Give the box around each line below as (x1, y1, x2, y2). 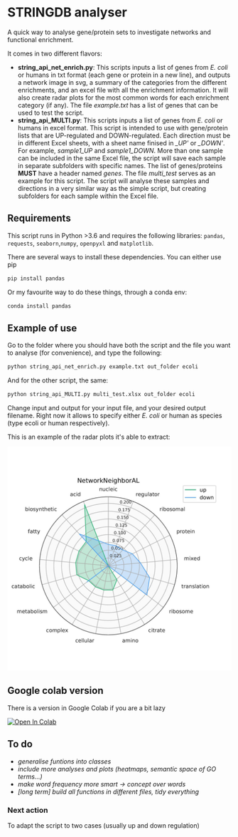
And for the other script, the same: (7, 376, 109, 385)
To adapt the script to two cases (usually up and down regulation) (7, 821, 200, 830)
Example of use (7, 322, 77, 334)
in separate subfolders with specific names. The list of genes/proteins (17, 161, 222, 170)
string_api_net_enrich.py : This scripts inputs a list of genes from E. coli (17, 63, 229, 71)
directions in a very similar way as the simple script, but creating (17, 184, 207, 192)
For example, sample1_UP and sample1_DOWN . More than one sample (17, 146, 224, 155)
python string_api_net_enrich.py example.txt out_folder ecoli (7, 363, 199, 370)
